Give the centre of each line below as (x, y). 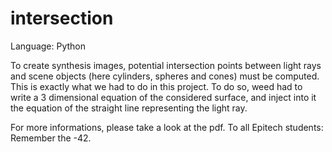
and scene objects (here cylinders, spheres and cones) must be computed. (165, 76)
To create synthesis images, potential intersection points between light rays (166, 65)
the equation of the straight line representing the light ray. (129, 108)
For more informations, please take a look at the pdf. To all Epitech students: (167, 127)
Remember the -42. (51, 138)
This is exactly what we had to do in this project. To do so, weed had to (156, 86)
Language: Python (48, 46)
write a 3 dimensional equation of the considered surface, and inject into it (163, 97)
